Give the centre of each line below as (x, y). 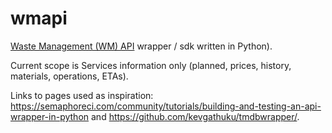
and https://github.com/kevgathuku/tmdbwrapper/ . (195, 116)
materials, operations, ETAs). (69, 76)
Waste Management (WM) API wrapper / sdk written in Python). (141, 46)
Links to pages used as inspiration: (82, 95)
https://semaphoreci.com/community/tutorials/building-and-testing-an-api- (166, 106)
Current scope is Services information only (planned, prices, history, (151, 65)
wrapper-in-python (50, 116)
